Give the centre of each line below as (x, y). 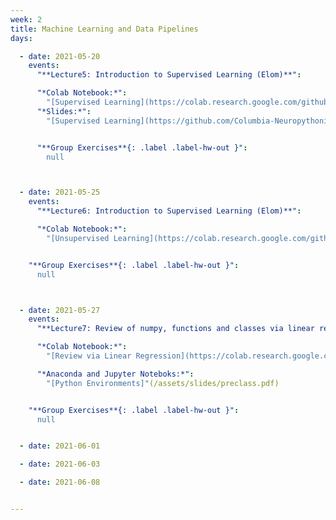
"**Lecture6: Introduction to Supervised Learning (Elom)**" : (169, 211)
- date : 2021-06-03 (60, 464)
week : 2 (26, 19)
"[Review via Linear (89, 356)
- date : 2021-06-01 (60, 446)
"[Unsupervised (78, 238)
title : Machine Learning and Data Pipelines (104, 29)
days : (21, 38)
